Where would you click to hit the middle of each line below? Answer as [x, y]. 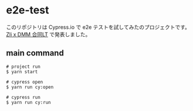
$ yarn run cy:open [30, 87]
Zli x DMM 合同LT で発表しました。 [48, 34]
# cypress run [23, 97]
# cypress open [25, 82]
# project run [23, 67]
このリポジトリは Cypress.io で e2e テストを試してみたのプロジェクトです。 [98, 27]
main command [35, 53]
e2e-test [28, 10]
